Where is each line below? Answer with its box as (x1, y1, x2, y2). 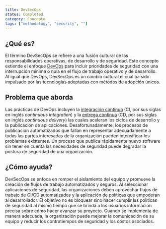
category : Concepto (5, 16, 46, 21)
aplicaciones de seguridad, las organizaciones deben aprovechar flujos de (5, 186, 158, 192)
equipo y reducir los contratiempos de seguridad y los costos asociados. (5, 218, 154, 224)
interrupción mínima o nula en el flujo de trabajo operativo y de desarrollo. (5, 68, 157, 74)
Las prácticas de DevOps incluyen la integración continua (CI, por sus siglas (5, 106, 161, 112)
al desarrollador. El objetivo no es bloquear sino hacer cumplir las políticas (5, 197, 158, 203)
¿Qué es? (5, 39, 35, 48)
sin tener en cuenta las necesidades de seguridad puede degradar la (5, 143, 147, 149)
